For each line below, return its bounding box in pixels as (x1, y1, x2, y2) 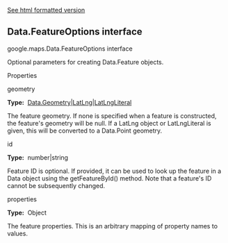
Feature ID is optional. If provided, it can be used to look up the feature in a (7, 167, 222, 175)
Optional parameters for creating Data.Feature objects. (7, 58, 164, 66)
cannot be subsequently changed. (7, 181, 106, 190)
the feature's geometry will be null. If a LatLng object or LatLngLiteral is (7, 119, 211, 127)
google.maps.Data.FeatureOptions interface (7, 44, 133, 53)
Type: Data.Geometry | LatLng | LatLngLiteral (7, 98, 132, 106)
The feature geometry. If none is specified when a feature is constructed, (7, 111, 217, 120)
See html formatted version (7, 6, 85, 14)
